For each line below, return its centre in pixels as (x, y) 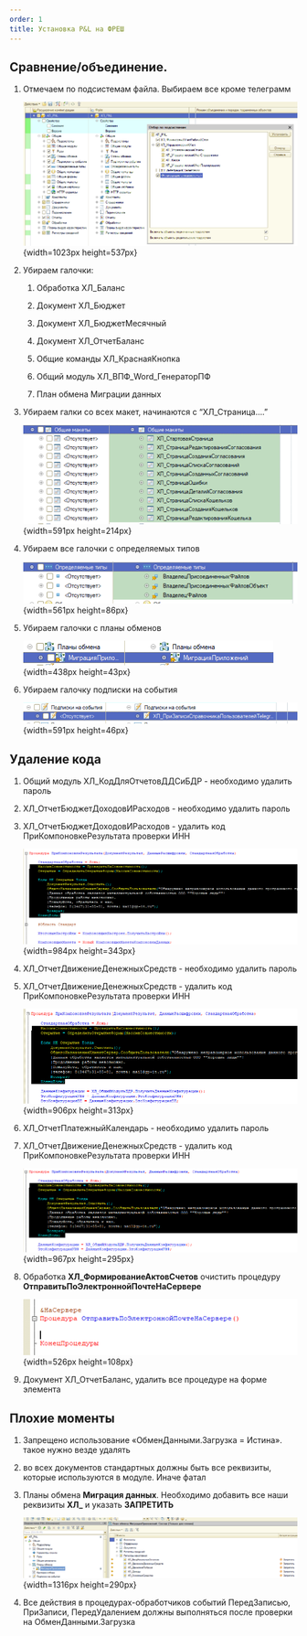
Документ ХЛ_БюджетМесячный (101, 324)
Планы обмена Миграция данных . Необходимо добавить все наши (155, 1495)
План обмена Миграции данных (99, 394)
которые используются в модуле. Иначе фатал (114, 1478)
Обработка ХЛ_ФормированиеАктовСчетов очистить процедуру (152, 1277)
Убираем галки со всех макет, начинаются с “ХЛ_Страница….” (145, 412)
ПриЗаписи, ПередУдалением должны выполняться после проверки (158, 1612)
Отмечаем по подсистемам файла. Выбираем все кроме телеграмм (157, 89)
